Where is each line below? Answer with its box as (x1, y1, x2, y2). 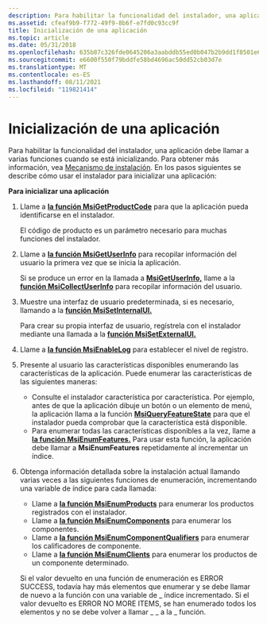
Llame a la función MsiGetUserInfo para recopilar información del (19, 249, 237, 259)
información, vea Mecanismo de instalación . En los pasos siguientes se (8, 163, 242, 172)
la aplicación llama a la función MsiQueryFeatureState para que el (31, 410, 250, 419)
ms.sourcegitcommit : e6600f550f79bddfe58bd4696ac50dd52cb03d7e (8, 56, 222, 64)
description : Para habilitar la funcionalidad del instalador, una (8, 11, 237, 20)
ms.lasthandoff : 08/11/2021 (8, 78, 102, 86)
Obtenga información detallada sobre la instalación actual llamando (19, 467, 241, 476)
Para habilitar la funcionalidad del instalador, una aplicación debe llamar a (8, 146, 250, 156)
